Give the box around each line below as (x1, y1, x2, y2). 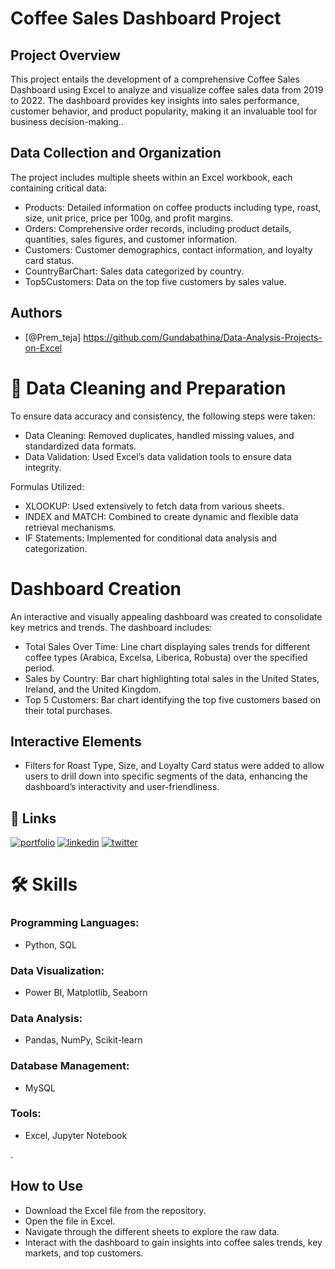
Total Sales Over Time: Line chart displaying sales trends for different (24, 640, 311, 652)
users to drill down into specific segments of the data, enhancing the (24, 770, 308, 782)
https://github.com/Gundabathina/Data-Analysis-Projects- (83, 331, 323, 343)
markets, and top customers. (24, 1247, 144, 1259)
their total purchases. (24, 704, 113, 716)
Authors (10, 305, 63, 322)
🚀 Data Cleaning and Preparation (10, 377, 287, 399)
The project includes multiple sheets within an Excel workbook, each (10, 171, 293, 183)
